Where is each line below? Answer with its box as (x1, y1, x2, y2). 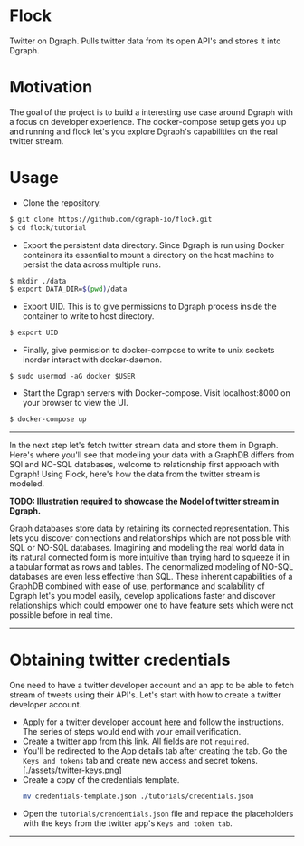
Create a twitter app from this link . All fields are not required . (22, 735, 250, 746)
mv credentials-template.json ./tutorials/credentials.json (22, 792, 254, 801)
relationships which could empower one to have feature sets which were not (9, 600, 294, 611)
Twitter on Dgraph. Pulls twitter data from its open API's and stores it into (9, 35, 281, 46)
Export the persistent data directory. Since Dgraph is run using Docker (22, 239, 285, 250)
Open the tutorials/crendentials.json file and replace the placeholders (22, 808, 294, 819)
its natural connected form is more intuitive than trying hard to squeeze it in (9, 552, 290, 562)
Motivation (9, 77, 93, 98)
